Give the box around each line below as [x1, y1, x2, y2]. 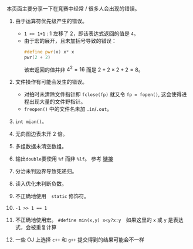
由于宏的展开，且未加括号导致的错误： [23, 37, 117, 44]
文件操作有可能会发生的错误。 [15, 79, 87, 86]
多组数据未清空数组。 [15, 143, 67, 150]
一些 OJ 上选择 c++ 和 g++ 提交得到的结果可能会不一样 [15, 236, 145, 243]
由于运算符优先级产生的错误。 [15, 18, 87, 25]
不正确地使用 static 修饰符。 [15, 193, 90, 200]
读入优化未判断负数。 [15, 180, 67, 187]
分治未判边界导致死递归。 [15, 168, 77, 175]
